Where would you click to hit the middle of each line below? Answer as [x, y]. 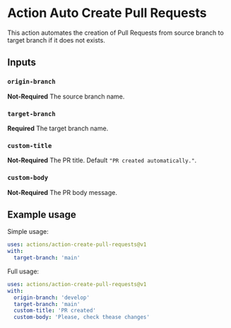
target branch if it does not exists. [57, 40]
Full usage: [23, 271]
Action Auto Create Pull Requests [107, 13]
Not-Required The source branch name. [66, 96]
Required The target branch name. [58, 128]
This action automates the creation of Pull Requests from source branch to [115, 33]
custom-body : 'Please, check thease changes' [82, 317]
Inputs [22, 63]
